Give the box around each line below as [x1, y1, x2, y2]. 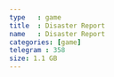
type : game [9, 12, 62, 22]
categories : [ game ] [9, 37, 82, 47]
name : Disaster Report [9, 29, 105, 38]
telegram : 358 [9, 46, 66, 55]
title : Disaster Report [9, 21, 105, 30]
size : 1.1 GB [9, 54, 58, 63]
